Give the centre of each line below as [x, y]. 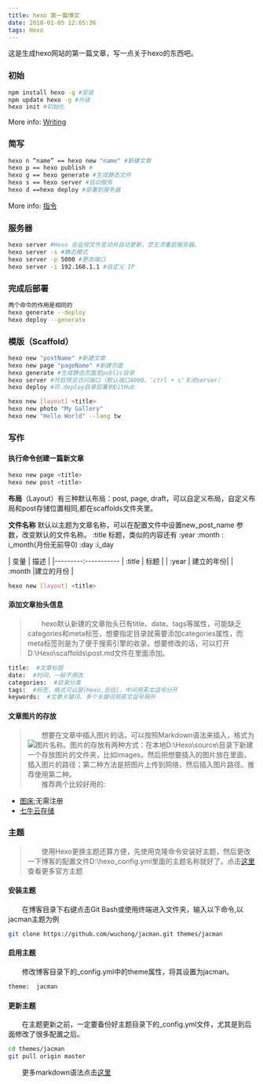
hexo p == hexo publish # [50, 168]
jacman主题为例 [34, 919]
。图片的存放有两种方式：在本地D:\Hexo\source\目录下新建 [158, 745]
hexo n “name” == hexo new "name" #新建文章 [80, 161]
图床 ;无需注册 [42, 800]
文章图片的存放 [32, 716]
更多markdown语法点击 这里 [67, 1072]
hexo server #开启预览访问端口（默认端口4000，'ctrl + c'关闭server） [116, 380]
